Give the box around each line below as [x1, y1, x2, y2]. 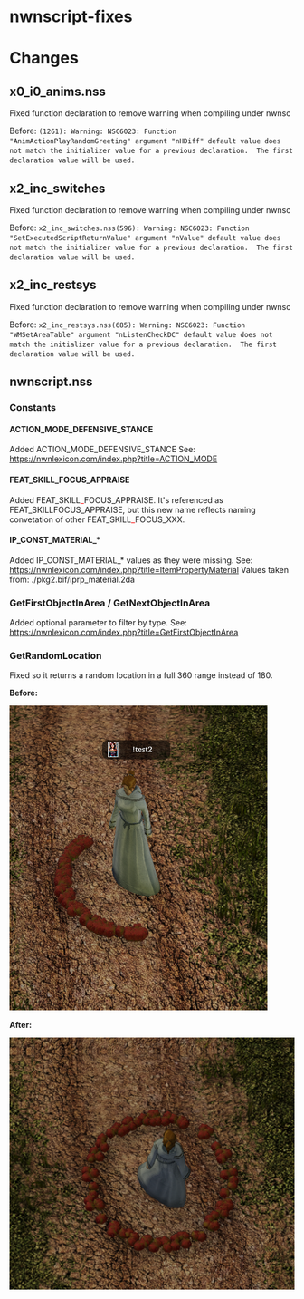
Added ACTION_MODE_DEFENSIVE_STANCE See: [9, 444, 196, 455]
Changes [9, 48, 79, 69]
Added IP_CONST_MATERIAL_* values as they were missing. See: [9, 555, 253, 566]
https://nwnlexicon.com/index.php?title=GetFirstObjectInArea [9, 627, 239, 638]
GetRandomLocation [9, 649, 102, 662]
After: [9, 1020, 33, 1031]
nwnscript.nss [9, 374, 93, 390]
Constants [9, 402, 57, 414]
